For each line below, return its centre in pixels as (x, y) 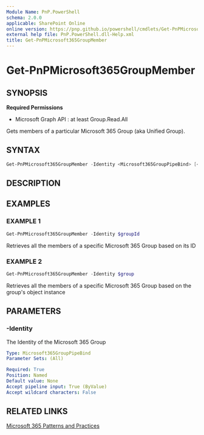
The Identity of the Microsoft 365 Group (56, 342)
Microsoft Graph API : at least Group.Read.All (71, 119)
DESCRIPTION (33, 183)
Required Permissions (35, 108)
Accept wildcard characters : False (51, 392)
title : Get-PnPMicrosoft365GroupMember (57, 40)
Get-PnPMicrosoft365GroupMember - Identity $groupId (73, 234)
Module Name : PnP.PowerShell (43, 12)
